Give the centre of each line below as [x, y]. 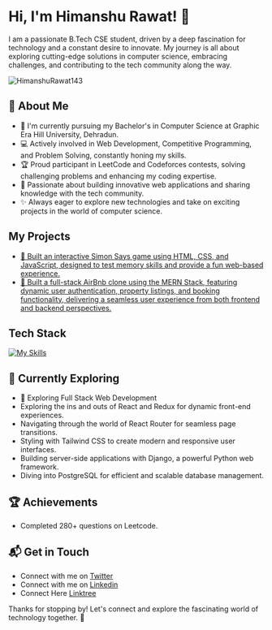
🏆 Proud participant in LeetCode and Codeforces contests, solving [133, 164]
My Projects [39, 237]
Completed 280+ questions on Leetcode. [89, 526]
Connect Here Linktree [58, 593]
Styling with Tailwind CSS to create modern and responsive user [127, 441]
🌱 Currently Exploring [64, 378]
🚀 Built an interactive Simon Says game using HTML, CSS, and [124, 256]
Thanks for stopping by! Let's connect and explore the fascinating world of [133, 609]
